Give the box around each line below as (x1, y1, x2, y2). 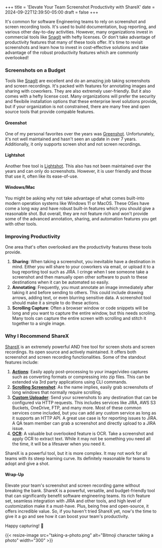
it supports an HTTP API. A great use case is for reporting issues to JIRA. (12, 415, 158, 421)
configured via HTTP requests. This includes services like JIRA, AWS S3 (12, 399, 156, 405)
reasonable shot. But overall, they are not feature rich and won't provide (5, 211, 148, 216)
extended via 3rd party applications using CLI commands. (12, 379, 128, 385)
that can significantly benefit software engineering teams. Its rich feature (5, 493, 150, 498)
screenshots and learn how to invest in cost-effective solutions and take (5, 45, 149, 50)
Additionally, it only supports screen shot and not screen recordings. (5, 141, 142, 147)
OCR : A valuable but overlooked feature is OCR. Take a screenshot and (12, 431, 154, 436)
